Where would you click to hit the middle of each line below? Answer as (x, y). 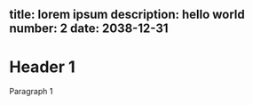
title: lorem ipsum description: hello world (127, 15)
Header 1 (42, 67)
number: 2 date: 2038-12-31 (89, 29)
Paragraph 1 (31, 92)
